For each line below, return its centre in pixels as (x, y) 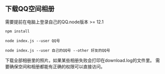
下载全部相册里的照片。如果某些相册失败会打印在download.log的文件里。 (80, 60)
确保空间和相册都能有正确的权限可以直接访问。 (57, 67)
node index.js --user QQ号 (33, 41)
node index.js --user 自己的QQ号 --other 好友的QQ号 (58, 50)
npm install (17, 31)
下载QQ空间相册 (30, 9)
